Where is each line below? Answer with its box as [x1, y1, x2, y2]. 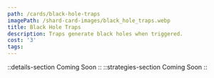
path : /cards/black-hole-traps [7, 10, 101, 18]
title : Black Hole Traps [7, 23, 81, 30]
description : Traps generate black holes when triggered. [7, 30, 183, 38]
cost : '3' [7, 37, 37, 44]
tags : [7, 43, 24, 50]
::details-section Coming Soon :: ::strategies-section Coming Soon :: [7, 63, 208, 71]
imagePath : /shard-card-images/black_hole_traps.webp [7, 17, 171, 24]
